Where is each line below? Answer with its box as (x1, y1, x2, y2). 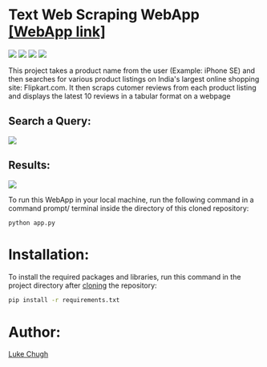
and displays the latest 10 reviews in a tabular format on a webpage (8, 91, 231, 101)
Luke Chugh (8, 349, 49, 359)
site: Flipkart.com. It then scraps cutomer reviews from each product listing (8, 83, 257, 92)
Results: (8, 159, 51, 172)
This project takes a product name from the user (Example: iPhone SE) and (8, 66, 255, 75)
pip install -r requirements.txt (8, 296, 120, 304)
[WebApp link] (8, 22, 106, 41)
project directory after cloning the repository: (8, 280, 158, 290)
